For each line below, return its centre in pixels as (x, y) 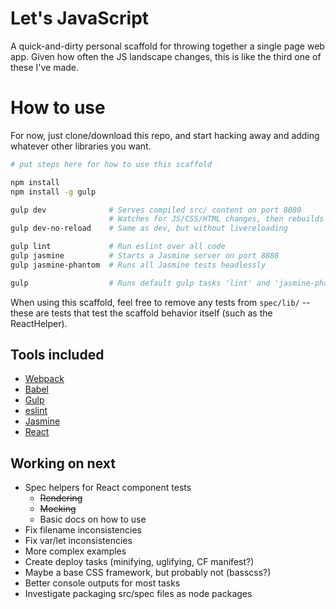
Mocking (58, 509)
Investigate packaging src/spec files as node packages (138, 594)
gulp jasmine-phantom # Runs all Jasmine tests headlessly (138, 265)
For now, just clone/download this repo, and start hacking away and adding (165, 135)
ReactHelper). (39, 323)
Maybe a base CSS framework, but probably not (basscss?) (148, 573)
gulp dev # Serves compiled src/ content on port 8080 (156, 210)
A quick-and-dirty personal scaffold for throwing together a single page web (167, 46)
